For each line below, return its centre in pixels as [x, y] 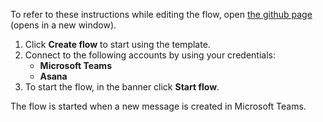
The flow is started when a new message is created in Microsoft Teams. [158, 106]
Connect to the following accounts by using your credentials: [150, 55]
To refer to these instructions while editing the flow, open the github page [161, 14]
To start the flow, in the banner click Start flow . [122, 87]
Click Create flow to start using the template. [117, 44]
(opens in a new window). [63, 25]
